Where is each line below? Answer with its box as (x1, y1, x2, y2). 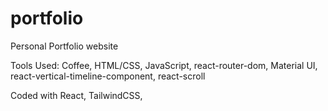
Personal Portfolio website (10, 40, 119, 52)
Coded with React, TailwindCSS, (10, 89, 143, 101)
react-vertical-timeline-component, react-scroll (10, 70, 206, 82)
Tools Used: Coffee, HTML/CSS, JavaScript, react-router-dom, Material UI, (10, 59, 318, 71)
